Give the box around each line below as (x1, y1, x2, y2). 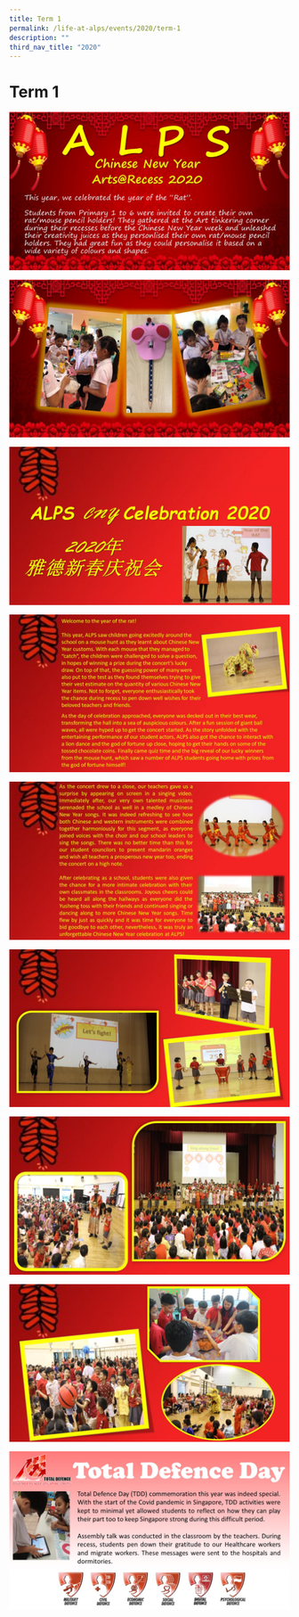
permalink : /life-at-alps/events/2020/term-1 (9, 23, 181, 33)
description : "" (9, 33, 69, 42)
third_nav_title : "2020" (9, 43, 101, 52)
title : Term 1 (9, 14, 62, 23)
